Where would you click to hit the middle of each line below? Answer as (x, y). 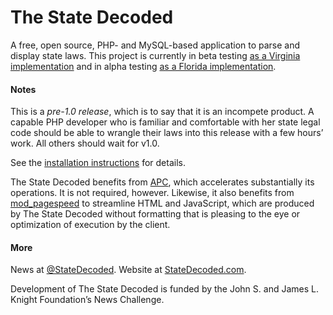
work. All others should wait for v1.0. (85, 143)
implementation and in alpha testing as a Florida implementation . (143, 66)
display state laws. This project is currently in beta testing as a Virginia (155, 55)
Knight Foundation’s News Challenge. (87, 300)
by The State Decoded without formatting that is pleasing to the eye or (155, 214)
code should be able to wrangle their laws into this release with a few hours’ (167, 133)
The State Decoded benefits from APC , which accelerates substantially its (162, 182)
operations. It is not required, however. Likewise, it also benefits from (152, 193)
